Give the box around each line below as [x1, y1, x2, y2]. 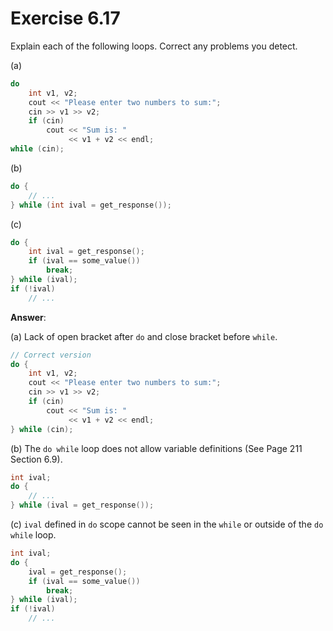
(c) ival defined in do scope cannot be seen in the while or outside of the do [10, 518, 324, 531]
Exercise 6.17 [10, 7, 121, 30]
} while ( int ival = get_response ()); [10, 200, 172, 210]
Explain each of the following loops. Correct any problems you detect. [10, 40, 298, 52]
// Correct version [10, 350, 92, 360]
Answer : [10, 311, 47, 323]
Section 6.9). [10, 453, 63, 465]
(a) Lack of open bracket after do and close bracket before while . [10, 330, 278, 342]
